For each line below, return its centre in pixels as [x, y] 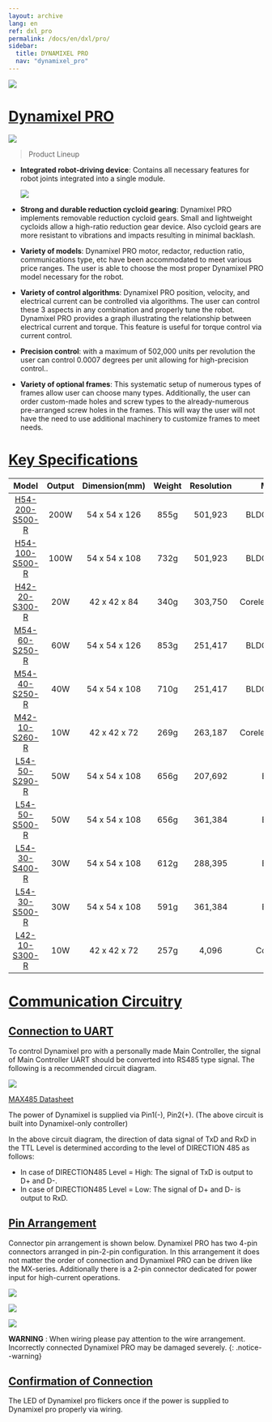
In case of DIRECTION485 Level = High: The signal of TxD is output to [136, 1171]
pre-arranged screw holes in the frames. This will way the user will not [138, 409]
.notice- [249, 1347]
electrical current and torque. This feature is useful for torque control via [141, 327]
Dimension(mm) [114, 486]
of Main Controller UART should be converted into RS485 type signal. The [132, 1060]
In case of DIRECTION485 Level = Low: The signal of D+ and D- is [130, 1189]
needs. [32, 427]
